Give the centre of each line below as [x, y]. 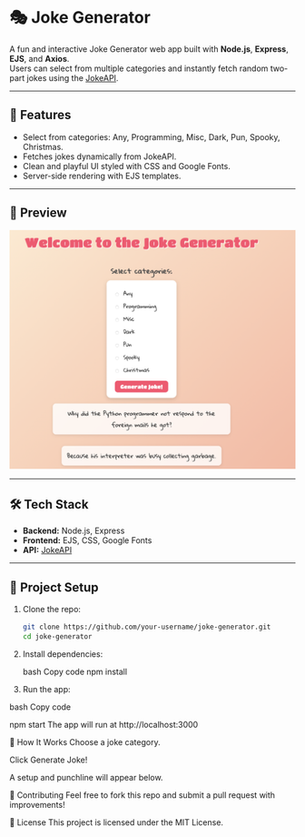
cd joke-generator [57, 636]
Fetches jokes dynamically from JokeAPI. [99, 156]
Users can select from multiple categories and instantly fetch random [139, 68]
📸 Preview [38, 213]
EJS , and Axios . [39, 58]
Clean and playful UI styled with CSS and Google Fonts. [127, 166]
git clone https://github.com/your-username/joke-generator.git [147, 627]
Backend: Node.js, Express [74, 531]
